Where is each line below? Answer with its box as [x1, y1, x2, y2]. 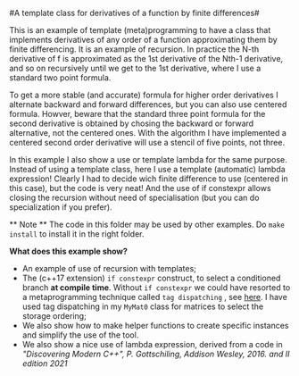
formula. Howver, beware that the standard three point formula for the [9, 109, 266, 119]
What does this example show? [9, 246, 128, 256]
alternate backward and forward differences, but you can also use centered [9, 99, 287, 110]
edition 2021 [21, 358, 69, 369]
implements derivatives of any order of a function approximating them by [9, 35, 278, 45]
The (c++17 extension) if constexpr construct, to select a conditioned [21, 272, 281, 283]
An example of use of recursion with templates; [21, 263, 196, 273]
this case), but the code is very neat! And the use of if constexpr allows [9, 183, 271, 193]
